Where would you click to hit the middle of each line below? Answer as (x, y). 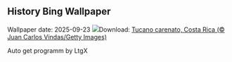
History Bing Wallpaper (59, 12)
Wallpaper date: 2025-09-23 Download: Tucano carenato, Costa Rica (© (116, 29)
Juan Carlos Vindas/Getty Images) (57, 37)
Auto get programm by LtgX (47, 50)
